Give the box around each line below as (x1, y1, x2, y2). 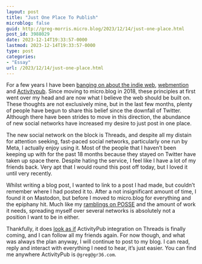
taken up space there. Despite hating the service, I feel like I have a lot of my (6, 157, 196, 165)
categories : (6, 54, 36, 60)
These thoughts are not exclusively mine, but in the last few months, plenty (6, 101, 193, 108)
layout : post (6, 8, 39, 15)
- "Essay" (6, 59, 31, 65)
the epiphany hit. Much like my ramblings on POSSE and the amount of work (6, 201, 196, 208)
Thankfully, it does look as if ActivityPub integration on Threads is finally (6, 225, 186, 233)
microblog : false (6, 20, 50, 26)
